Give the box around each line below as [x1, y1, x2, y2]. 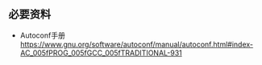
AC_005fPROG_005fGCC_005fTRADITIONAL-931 [19, 47, 183, 58]
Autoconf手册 [19, 30, 66, 40]
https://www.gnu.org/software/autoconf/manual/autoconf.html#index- [19, 39, 254, 49]
